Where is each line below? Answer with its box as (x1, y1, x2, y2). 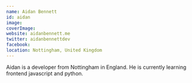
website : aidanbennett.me (6, 31, 70, 37)
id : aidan (6, 14, 31, 20)
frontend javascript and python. (6, 69, 83, 77)
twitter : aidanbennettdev (6, 36, 70, 42)
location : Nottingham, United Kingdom (6, 47, 102, 53)
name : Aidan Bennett (6, 8, 58, 15)
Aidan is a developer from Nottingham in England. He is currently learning (6, 63, 187, 71)
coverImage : (6, 25, 36, 31)
